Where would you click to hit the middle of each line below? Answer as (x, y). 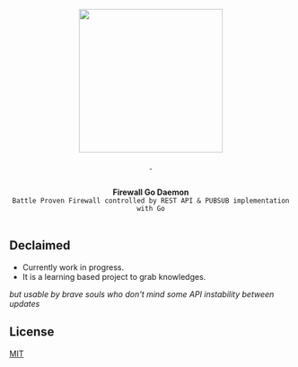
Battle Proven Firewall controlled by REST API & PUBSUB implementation (151, 201)
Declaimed (40, 245)
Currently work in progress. (73, 267)
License (32, 332)
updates (25, 303)
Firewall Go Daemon (151, 192)
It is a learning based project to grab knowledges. (114, 276)
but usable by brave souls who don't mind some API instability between (142, 294)
